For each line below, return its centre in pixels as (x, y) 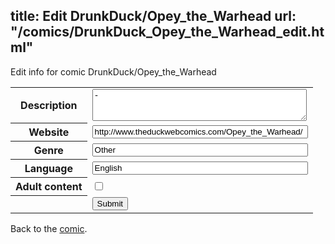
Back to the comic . (49, 228)
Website (49, 132)
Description (49, 106)
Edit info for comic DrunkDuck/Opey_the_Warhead (113, 71)
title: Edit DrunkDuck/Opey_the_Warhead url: (153, 16)
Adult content (49, 187)
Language (48, 169)
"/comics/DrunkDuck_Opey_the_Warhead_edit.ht (167, 32)
